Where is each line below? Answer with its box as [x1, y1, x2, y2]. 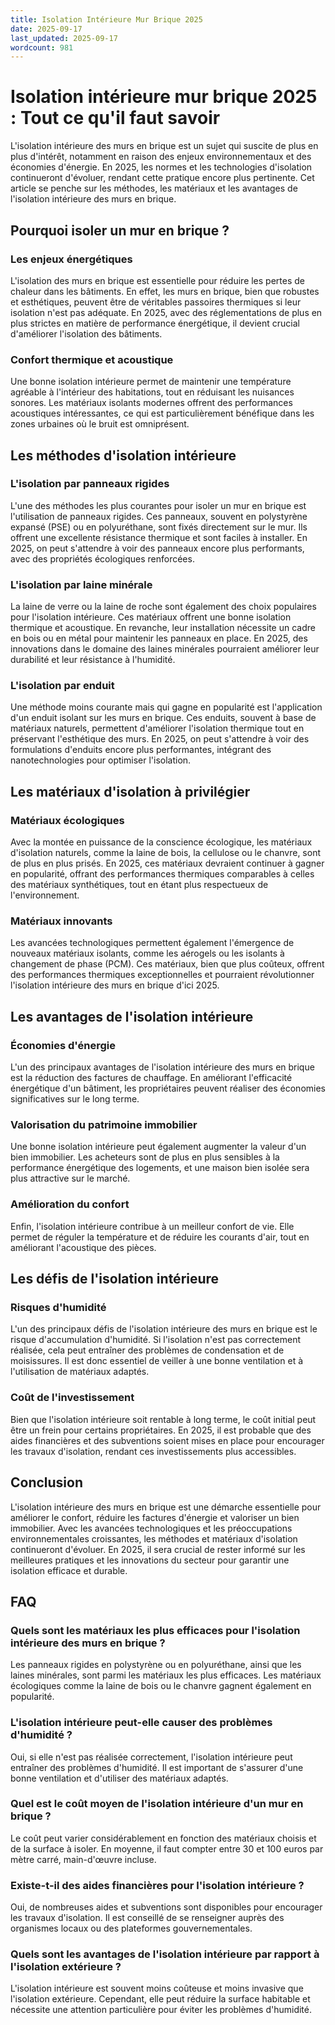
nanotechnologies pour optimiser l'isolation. [10, 754, 192, 766]
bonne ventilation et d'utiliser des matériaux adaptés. [10, 1772, 229, 1784]
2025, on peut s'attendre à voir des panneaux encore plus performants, [10, 542, 305, 554]
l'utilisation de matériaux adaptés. [10, 1366, 150, 1378]
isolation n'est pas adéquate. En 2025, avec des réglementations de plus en [10, 306, 323, 318]
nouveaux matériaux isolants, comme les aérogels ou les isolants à [10, 947, 285, 960]
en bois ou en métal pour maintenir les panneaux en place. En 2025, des [10, 632, 308, 645]
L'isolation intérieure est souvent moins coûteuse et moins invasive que [10, 1982, 304, 1995]
